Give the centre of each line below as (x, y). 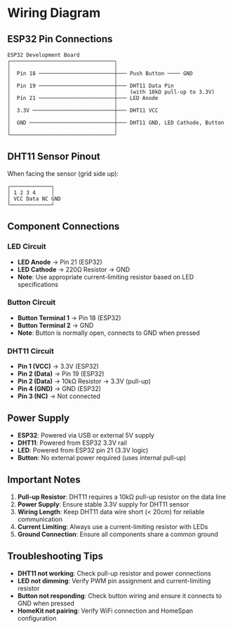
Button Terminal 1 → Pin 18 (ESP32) (69, 317)
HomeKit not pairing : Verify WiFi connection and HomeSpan (105, 611)
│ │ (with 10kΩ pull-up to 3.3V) (111, 92)
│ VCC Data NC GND (34, 198)
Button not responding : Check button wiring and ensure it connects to (120, 595)
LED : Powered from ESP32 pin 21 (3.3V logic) (83, 450)
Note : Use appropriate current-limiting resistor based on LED (106, 277)
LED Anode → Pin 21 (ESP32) (60, 262)
